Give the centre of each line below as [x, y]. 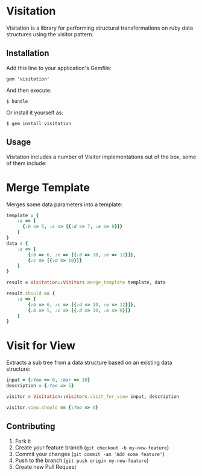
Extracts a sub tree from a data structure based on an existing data [89, 363]
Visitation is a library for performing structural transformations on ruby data [100, 28]
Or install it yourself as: [35, 112]
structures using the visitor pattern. [50, 34]
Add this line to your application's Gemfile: [59, 68]
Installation [28, 54]
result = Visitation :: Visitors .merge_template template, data [86, 282]
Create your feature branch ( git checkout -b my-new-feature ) [92, 447]
